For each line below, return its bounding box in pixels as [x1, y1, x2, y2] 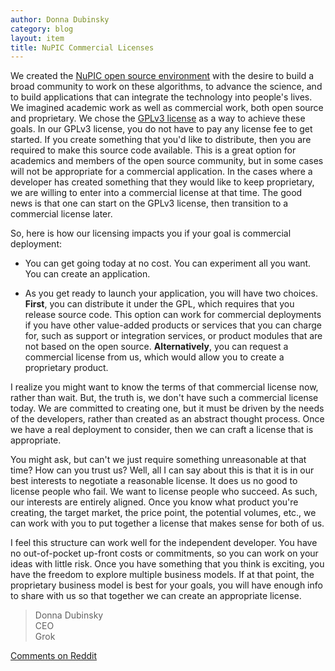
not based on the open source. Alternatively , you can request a [24, 341, 289, 353]
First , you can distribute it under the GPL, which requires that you [24, 298, 295, 310]
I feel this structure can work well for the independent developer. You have [10, 537, 318, 549]
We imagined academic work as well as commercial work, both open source [10, 102, 324, 114]
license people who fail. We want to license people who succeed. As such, [10, 486, 318, 498]
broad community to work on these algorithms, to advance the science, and [10, 81, 323, 93]
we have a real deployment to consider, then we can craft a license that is [10, 424, 314, 436]
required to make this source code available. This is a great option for [10, 144, 297, 156]
